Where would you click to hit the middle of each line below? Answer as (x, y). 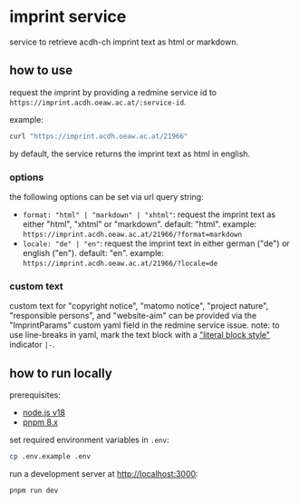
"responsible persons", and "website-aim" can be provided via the (133, 316)
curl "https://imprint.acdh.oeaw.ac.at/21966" (99, 136)
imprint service (68, 17)
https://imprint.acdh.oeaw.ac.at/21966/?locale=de (120, 263)
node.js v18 (44, 413)
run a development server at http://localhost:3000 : (104, 473)
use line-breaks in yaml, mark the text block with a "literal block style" (140, 335)
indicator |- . (33, 345)
